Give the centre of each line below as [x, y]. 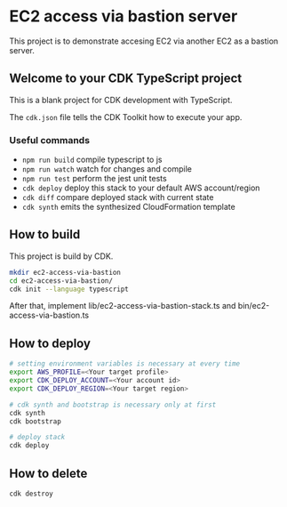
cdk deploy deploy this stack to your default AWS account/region [141, 188]
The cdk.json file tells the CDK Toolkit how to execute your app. [126, 117]
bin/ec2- [254, 306]
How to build [45, 234]
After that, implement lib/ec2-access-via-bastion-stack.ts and [123, 306]
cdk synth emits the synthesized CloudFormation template [128, 207]
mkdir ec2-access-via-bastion [65, 272]
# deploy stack [37, 438]
